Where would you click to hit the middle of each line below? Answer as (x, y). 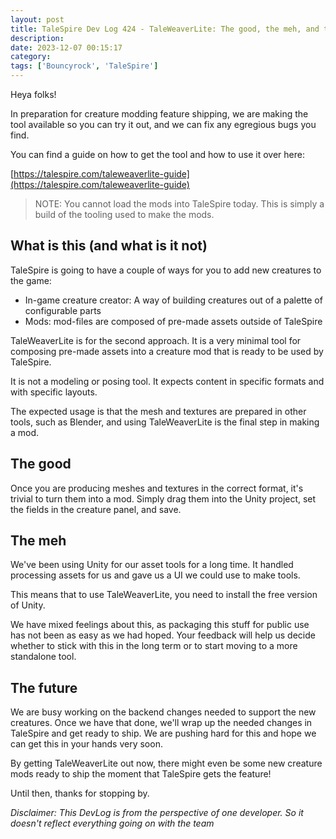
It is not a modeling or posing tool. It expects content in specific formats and (167, 381)
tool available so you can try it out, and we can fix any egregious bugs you (163, 124)
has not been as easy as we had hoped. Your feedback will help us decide (163, 635)
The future (44, 687)
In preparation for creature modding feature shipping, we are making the (159, 114)
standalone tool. (43, 657)
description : (37, 38)
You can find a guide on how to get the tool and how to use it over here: (157, 154)
